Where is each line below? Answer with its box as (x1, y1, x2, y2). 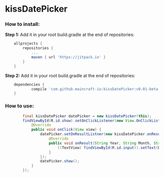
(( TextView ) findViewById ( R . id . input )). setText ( (57, 145, 159, 150)
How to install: (5, 21, 40, 28)
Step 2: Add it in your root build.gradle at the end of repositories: (5, 72, 136, 78)
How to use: (5, 103, 34, 109)
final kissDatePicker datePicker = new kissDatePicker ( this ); (22, 113, 152, 119)
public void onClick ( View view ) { (31, 127, 102, 132)
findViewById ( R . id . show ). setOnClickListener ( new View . (22, 118, 137, 123)
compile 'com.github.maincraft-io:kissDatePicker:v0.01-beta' (31, 87, 161, 91)
